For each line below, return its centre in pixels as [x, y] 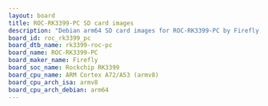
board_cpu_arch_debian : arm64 [59, 90]
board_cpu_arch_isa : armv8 [53, 82]
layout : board [32, 16]
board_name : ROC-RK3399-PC [53, 53]
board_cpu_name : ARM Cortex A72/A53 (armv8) [84, 75]
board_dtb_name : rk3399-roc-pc [60, 45]
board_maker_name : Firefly [53, 61]
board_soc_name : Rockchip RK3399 [64, 68]
